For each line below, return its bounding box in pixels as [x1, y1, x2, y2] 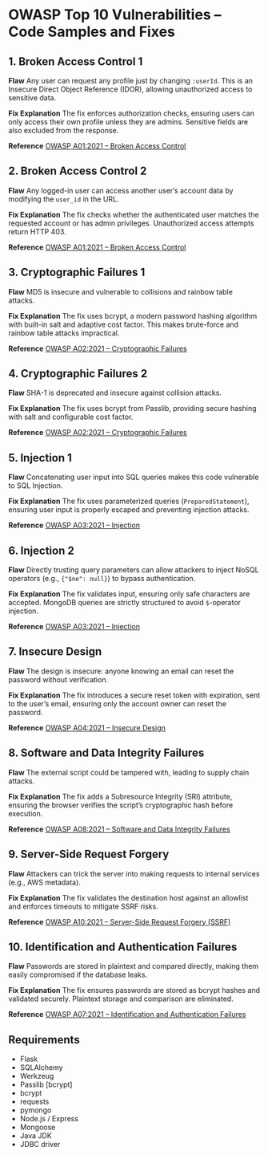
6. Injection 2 [8, 543, 74, 557]
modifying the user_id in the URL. [8, 194, 119, 204]
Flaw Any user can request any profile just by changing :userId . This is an [8, 76, 254, 85]
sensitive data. [8, 93, 57, 102]
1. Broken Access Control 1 [8, 55, 143, 68]
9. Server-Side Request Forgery [8, 848, 170, 861]
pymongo [19, 1105, 52, 1115]
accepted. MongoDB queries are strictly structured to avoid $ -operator [8, 598, 242, 608]
